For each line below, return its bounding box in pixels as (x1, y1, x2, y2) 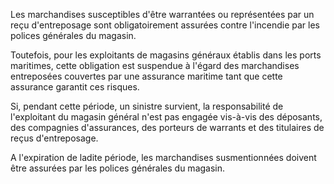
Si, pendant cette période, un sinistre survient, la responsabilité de (10, 100, 284, 112)
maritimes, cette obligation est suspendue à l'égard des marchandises (10, 60, 300, 71)
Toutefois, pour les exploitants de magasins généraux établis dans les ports (10, 49, 322, 61)
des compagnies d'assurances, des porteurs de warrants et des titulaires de (10, 122, 325, 133)
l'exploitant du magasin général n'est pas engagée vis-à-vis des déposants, (10, 111, 323, 123)
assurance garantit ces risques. (10, 81, 140, 93)
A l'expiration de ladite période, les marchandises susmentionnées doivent (10, 152, 317, 163)
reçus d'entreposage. (10, 132, 99, 144)
